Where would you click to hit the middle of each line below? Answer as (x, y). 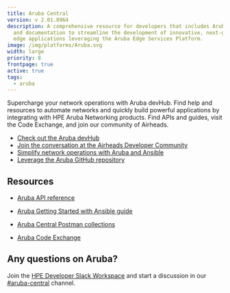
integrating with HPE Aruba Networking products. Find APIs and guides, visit (115, 118)
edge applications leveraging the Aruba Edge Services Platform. (108, 39)
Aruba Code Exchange (49, 238)
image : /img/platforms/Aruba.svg (55, 45)
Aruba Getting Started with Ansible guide (75, 211)
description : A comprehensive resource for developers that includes (108, 26)
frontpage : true (30, 64)
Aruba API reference (46, 198)
